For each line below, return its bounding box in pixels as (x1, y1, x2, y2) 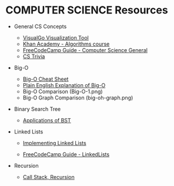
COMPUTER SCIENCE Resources (5, 4, 168, 17)
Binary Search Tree (14, 105, 61, 112)
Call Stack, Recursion (22, 173, 75, 180)
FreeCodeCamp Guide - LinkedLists (22, 150, 110, 158)
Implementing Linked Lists (22, 139, 86, 146)
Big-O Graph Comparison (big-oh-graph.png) (22, 94, 133, 101)
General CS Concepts (14, 23, 67, 30)
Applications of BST (22, 116, 71, 123)
